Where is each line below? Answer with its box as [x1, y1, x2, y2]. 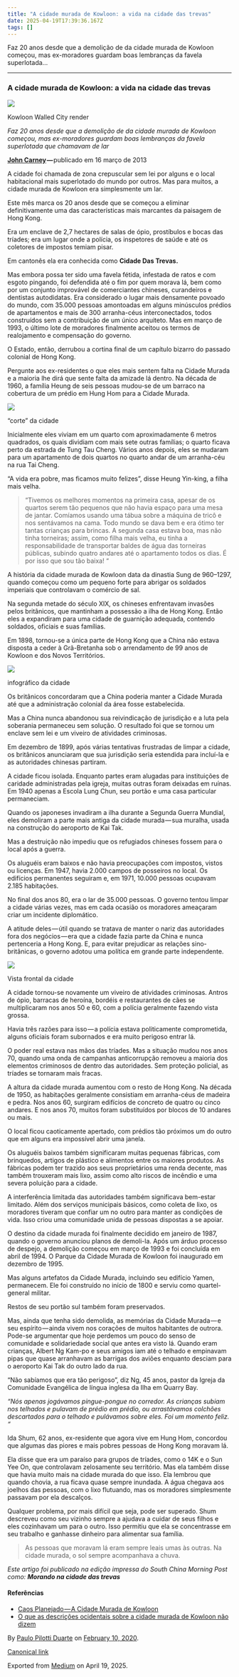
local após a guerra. [7, 844, 66, 853]
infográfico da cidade [7, 678, 70, 686]
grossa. [7, 1011, 30, 1019]
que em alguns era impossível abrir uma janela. [7, 1134, 146, 1143]
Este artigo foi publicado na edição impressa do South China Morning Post [7, 1565, 228, 1573]
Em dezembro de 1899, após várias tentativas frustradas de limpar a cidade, [7, 742, 230, 751]
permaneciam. [7, 794, 50, 803]
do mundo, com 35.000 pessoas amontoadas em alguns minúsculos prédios [7, 301, 232, 309]
